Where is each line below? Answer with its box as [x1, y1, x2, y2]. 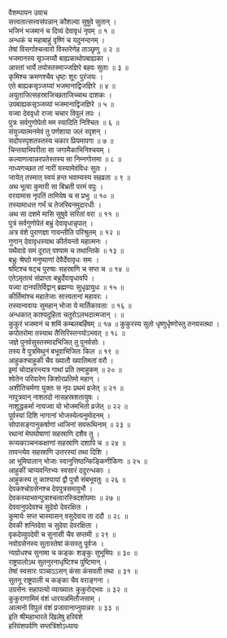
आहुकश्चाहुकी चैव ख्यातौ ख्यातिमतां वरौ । [8, 356, 114, 365]
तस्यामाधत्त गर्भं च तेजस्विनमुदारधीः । [8, 200, 102, 209]
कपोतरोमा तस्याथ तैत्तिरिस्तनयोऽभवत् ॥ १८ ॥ [8, 328, 126, 338]
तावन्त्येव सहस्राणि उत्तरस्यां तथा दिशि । [8, 448, 109, 457]
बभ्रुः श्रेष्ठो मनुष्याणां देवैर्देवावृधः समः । [8, 255, 99, 264]
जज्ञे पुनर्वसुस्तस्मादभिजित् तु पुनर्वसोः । [8, 338, 106, 347]
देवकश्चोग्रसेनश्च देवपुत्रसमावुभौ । [8, 484, 94, 493]
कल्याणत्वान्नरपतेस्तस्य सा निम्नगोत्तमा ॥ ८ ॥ [8, 155, 122, 164]
